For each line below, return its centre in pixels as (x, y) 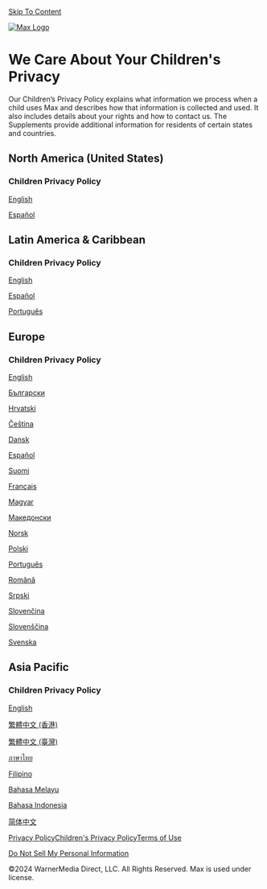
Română (22, 580)
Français (23, 486)
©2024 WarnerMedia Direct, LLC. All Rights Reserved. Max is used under (130, 869)
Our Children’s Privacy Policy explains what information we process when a (133, 99)
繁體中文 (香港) (33, 724)
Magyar (21, 502)
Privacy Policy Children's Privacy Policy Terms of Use (95, 838)
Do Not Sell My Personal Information (69, 853)
